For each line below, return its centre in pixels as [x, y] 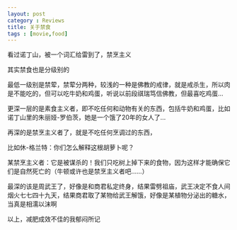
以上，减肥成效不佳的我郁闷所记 [54, 219]
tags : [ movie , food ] [38, 34]
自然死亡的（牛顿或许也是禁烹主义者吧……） [84, 171]
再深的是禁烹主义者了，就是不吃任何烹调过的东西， [82, 132]
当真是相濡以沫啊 [32, 204]
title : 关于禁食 [29, 27]
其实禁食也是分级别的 [38, 70]
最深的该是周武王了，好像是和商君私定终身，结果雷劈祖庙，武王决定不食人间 [119, 186]
